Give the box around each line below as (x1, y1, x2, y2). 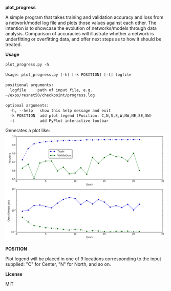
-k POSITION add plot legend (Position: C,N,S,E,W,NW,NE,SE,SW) (10, 113, 153, 118)
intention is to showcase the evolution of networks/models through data (5, 25, 157, 31)
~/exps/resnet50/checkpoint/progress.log (5, 93, 95, 98)
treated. (5, 41, 22, 48)
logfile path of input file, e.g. (10, 88, 93, 93)
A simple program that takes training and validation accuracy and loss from (5, 14, 164, 20)
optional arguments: (5, 103, 50, 108)
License (5, 271, 23, 277)
